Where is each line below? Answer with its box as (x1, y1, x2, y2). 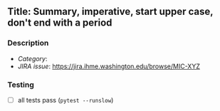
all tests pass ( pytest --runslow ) (17, 95, 114, 104)
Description (7, 38, 49, 48)
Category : (17, 54, 48, 63)
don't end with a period (7, 17, 112, 29)
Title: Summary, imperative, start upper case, (7, 6, 214, 18)
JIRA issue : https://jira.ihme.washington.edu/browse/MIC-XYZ (17, 62, 201, 70)
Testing (7, 80, 34, 90)
